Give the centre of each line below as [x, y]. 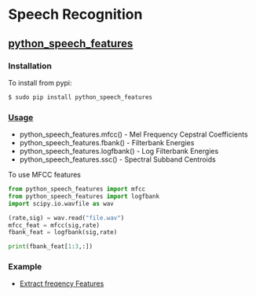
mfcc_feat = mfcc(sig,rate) [54, 225]
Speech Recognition [75, 15]
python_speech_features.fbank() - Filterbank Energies [107, 143]
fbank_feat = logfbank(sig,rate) [63, 232]
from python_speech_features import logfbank [84, 196]
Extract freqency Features [62, 283]
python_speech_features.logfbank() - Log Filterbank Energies [119, 152]
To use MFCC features [44, 175]
